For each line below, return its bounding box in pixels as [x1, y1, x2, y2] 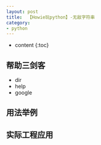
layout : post [6, 8, 39, 15]
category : [6, 20, 31, 26]
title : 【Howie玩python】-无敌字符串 [6, 14, 95, 20]
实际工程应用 [6, 130, 53, 140]
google [14, 89, 33, 96]
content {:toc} [14, 42, 49, 49]
